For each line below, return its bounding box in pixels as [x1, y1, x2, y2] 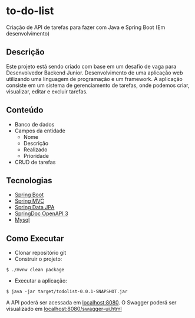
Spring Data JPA [14, 204, 55, 211]
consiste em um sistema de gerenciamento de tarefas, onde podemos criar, [6, 82, 190, 89]
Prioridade [23, 152, 49, 159]
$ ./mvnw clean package [6, 267, 65, 273]
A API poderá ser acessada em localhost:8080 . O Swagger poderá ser [6, 299, 177, 306]
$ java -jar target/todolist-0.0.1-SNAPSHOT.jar [6, 288, 128, 295]
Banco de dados [14, 121, 55, 128]
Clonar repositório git [14, 249, 67, 257]
